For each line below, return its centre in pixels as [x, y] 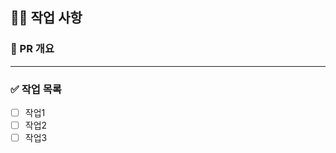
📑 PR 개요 [32, 49]
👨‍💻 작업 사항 [46, 18]
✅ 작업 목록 [36, 89]
